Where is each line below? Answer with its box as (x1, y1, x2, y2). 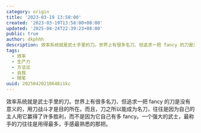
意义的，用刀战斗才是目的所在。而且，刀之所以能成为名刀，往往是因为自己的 (6, 106, 195, 112)
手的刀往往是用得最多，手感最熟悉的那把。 (6, 120, 111, 127)
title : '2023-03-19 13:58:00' (6, 14, 82, 20)
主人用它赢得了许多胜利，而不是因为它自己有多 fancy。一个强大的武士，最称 (6, 113, 194, 120)
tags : (6, 48, 20, 54)
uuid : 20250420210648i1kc (6, 81, 71, 87)
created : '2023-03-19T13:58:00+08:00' (6, 20, 103, 26)
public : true (6, 31, 39, 37)
